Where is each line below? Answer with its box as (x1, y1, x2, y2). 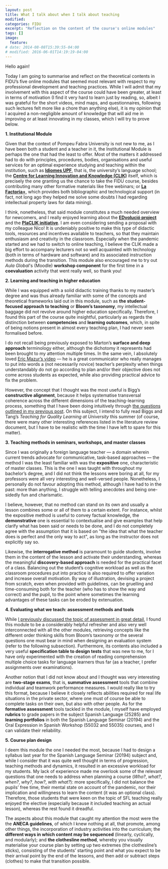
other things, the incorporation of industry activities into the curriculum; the (5, 826, 160, 832)
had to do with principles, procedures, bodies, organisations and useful (5, 156, 152, 162)
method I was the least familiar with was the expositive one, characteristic (5, 459, 158, 465)
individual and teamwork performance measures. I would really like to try (5, 685, 155, 691)
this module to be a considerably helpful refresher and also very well (5, 621, 146, 627)
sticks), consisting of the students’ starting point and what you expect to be (5, 847, 161, 853)
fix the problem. (5, 377, 38, 383)
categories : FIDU (5, 21, 41, 27)
